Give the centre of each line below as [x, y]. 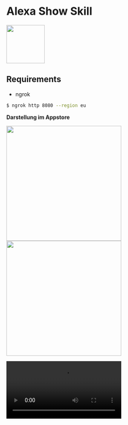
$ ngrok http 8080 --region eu [46, 105]
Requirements [34, 79]
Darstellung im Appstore [38, 117]
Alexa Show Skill [50, 11]
